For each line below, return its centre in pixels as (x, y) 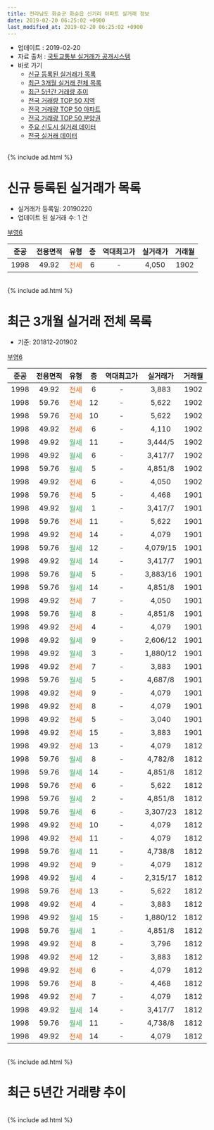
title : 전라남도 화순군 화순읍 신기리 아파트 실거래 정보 (78, 14)
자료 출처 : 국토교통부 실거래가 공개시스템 (74, 56)
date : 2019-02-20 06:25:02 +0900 (56, 20)
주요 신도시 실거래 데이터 (62, 127)
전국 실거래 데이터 (52, 136)
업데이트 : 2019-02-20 (49, 48)
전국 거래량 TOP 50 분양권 (64, 118)
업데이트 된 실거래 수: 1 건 (52, 218)
